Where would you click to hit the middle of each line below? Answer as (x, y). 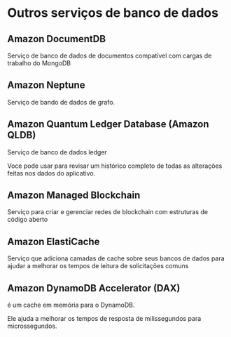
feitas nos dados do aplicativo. (51, 173)
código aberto (28, 220)
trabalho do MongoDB (39, 63)
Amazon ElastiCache (54, 241)
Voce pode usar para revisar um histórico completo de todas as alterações (115, 166)
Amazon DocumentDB (57, 39)
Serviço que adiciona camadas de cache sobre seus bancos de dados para (116, 258)
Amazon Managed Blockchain (74, 196)
